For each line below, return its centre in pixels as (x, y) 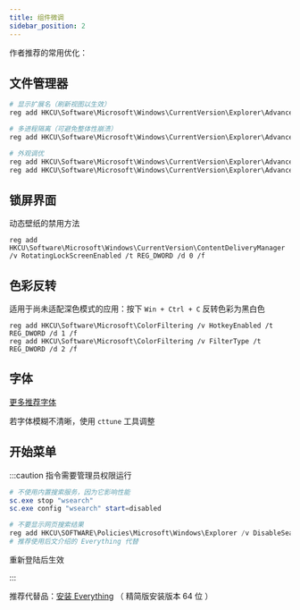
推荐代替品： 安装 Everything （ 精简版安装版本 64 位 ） (111, 596)
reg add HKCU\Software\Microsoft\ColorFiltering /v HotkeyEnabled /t (142, 326)
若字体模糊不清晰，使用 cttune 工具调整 (82, 420)
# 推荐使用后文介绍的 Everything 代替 (74, 542)
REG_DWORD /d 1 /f (43, 334)
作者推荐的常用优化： (48, 52)
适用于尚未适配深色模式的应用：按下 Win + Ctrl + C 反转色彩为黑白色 (137, 309)
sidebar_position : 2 (48, 26)
